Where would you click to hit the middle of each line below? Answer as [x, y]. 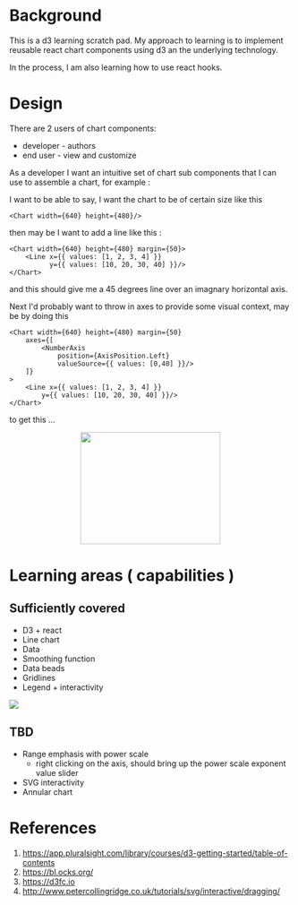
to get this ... [32, 419]
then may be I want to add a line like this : [85, 232]
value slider [57, 772]
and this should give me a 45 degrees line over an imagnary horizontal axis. [149, 289]
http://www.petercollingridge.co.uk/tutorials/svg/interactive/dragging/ [151, 891]
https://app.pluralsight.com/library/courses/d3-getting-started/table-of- [155, 853]
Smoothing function [59, 659]
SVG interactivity [53, 782]
